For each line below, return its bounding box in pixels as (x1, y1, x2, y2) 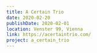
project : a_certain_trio (6, 37, 70, 43)
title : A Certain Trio (6, 9, 64, 15)
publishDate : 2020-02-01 (6, 20, 70, 26)
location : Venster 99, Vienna (6, 26, 84, 32)
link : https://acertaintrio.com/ (6, 32, 92, 38)
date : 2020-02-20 (6, 15, 51, 21)
